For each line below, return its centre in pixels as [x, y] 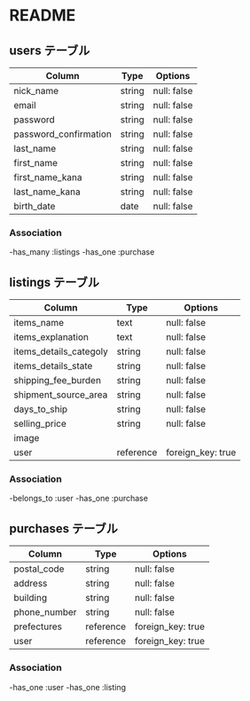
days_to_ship [41, 409]
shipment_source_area [61, 395]
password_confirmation [63, 134]
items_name [39, 323]
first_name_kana [48, 177]
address [31, 584]
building [30, 598]
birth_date [35, 206]
